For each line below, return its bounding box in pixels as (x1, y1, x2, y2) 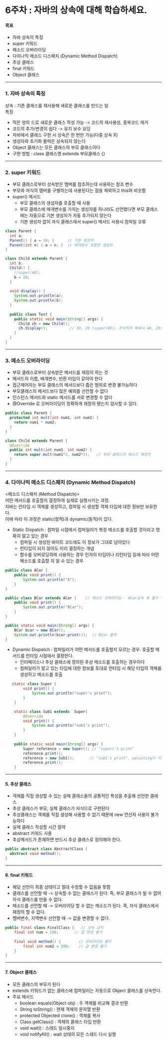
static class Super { (11, 682, 57, 687)
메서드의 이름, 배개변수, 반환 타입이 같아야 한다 (12, 375, 103, 382)
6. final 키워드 (5, 872, 33, 878)
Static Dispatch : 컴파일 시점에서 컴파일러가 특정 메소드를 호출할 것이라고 (12, 527, 155, 533)
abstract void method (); (9, 851, 61, 856)
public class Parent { (5, 410, 52, 416)
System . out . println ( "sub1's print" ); (31, 723, 110, 728)
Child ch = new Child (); (18, 321, 70, 326)
